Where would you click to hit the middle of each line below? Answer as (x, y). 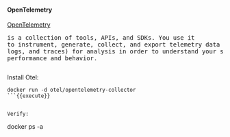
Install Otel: (23, 77)
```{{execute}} (29, 96)
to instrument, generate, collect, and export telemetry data (114, 45)
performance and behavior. (52, 59)
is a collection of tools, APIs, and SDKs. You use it (101, 38)
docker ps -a (25, 127)
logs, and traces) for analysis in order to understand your (112, 52)
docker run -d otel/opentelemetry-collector (72, 90)
